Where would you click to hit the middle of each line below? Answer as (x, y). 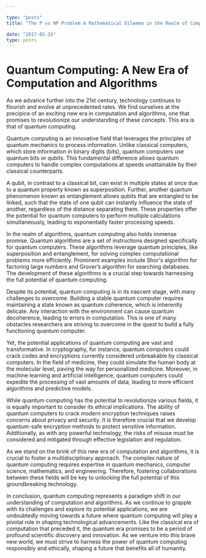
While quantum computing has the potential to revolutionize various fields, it (102, 401)
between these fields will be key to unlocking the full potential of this (93, 477)
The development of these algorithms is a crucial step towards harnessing (100, 273)
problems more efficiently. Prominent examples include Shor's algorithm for (102, 260)
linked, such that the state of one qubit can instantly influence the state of (100, 203)
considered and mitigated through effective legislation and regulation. (94, 439)
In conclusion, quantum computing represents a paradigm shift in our (93, 496)
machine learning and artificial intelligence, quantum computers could (94, 375)
